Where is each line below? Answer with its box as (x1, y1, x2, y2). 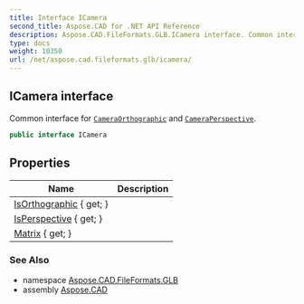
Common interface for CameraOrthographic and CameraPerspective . (9, 112, 257, 123)
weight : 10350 (9, 47, 63, 56)
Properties (9, 156, 71, 171)
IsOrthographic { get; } (14, 197, 109, 210)
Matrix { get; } (14, 227, 72, 240)
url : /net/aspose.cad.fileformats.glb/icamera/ (9, 55, 193, 64)
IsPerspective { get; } (14, 212, 103, 224)
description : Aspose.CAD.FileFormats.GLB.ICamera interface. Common (9, 30, 273, 39)
